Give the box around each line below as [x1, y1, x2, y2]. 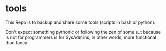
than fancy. [5, 39, 29, 45]
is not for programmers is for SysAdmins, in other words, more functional [5, 34, 157, 40]
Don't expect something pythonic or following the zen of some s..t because [5, 29, 161, 35]
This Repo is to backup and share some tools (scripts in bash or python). [5, 19, 156, 25]
